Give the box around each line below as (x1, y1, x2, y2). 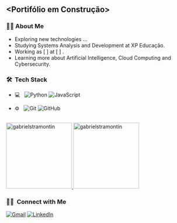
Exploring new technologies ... (14, 35, 88, 43)
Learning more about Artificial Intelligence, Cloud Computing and (14, 54, 171, 61)
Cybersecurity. (14, 60, 51, 67)
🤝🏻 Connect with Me (6, 197, 67, 205)
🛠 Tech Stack (6, 76, 48, 84)
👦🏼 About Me (6, 22, 44, 30)
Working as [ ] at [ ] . (14, 48, 64, 55)
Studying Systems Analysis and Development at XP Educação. (14, 42, 165, 49)
